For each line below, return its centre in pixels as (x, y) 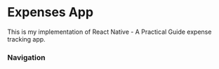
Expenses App (50, 12)
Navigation (26, 57)
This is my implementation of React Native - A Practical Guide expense (109, 32)
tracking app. (26, 39)
